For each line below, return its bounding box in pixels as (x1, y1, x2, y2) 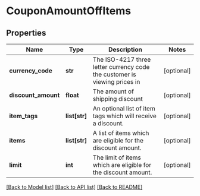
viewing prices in (92, 78, 140, 86)
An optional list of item (92, 105, 156, 112)
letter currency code (92, 63, 150, 71)
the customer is (92, 70, 136, 78)
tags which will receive (92, 112, 157, 120)
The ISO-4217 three (92, 55, 151, 64)
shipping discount (92, 95, 143, 103)
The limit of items (92, 153, 141, 162)
